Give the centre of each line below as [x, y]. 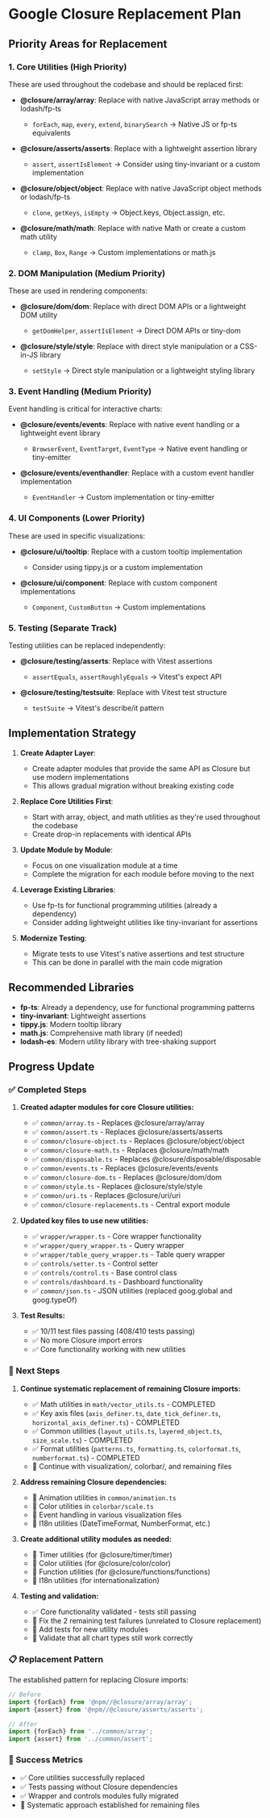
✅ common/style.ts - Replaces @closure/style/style [117, 1187]
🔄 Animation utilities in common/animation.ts [104, 1498]
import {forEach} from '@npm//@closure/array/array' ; [101, 1702]
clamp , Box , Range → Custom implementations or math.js [124, 252]
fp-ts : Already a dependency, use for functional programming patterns [137, 1007]
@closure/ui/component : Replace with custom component [118, 583]
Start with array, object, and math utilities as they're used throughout [146, 817]
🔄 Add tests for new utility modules [90, 1629]
